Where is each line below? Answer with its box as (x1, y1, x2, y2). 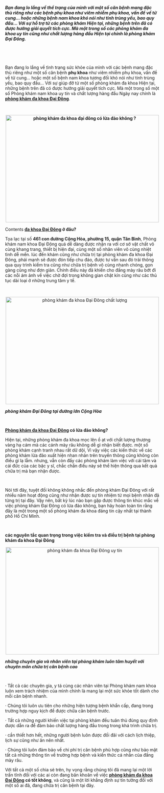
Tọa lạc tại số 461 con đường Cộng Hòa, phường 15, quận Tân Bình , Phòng (5, 236, 157, 241)
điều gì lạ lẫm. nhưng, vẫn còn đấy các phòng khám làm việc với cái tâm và (5, 458, 157, 463)
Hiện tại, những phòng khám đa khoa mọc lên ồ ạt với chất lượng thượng (5, 437, 151, 443)
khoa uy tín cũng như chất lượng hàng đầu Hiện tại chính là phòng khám (5, 31, 155, 36)
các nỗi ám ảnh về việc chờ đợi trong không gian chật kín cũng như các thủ (5, 272, 157, 278)
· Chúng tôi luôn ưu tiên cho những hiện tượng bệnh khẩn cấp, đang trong (5, 703, 153, 709)
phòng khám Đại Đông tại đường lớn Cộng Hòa (5, 408, 102, 414)
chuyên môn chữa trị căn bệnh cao (5, 664, 78, 669)
